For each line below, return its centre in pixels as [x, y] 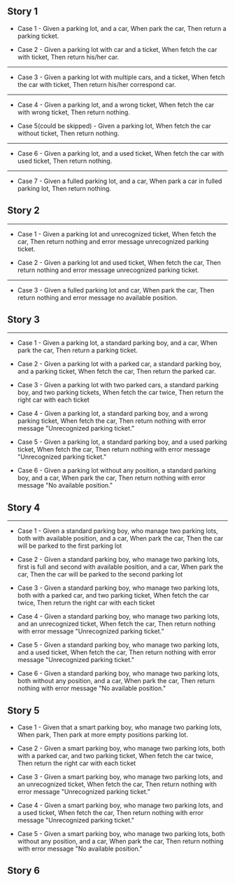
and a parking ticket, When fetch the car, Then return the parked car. [116, 372]
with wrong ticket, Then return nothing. [74, 112]
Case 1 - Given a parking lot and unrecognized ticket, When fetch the [117, 234]
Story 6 [24, 871]
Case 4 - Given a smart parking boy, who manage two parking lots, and [120, 805]
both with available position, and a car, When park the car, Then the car [120, 539]
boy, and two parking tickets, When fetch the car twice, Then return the [120, 393]
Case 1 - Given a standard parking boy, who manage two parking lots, [117, 531]
